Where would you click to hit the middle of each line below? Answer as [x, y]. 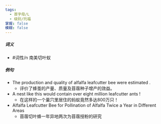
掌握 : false [16, 23]
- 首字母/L [19, 14]
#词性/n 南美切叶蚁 [31, 58]
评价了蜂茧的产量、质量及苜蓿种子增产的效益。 [67, 89]
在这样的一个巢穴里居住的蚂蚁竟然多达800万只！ [69, 100]
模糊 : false [16, 28]
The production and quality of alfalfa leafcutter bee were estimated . [81, 83]
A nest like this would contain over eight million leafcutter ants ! [76, 94]
